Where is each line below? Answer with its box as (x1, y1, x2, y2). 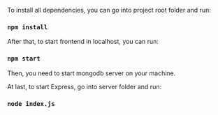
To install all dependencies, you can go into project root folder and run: (7, 6, 211, 14)
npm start (7, 55, 41, 63)
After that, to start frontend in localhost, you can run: (7, 38, 159, 46)
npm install (7, 23, 48, 31)
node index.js (7, 100, 55, 107)
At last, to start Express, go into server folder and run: (7, 82, 162, 91)
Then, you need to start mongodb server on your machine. (7, 69, 176, 77)
